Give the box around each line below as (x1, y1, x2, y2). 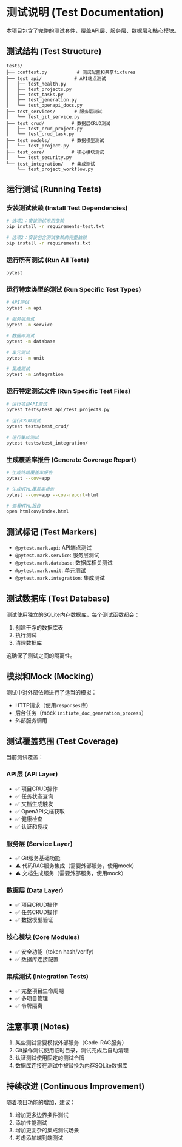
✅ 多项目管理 (15, 994, 49, 1001)
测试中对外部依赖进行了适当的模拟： (6, 688, 97, 696)
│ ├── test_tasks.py (6, 92, 64, 98)
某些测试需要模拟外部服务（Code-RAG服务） (15, 1038, 127, 1046)
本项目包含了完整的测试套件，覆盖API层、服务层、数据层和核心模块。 (6, 27, 180, 34)
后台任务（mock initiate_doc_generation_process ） (15, 709, 147, 716)
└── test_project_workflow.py (17, 166, 94, 172)
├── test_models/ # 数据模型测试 (6, 137, 104, 143)
